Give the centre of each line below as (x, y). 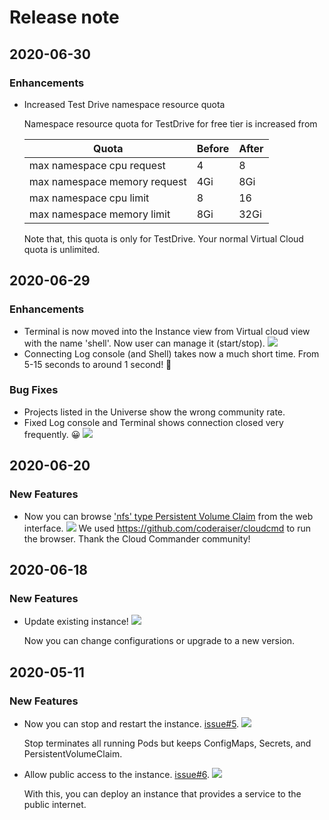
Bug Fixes (34, 390)
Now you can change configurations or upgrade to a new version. (159, 641)
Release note (64, 17)
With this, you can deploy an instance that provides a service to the (162, 793)
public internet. (55, 804)
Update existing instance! (76, 622)
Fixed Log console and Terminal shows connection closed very (153, 422)
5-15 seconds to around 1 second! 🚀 (97, 364)
